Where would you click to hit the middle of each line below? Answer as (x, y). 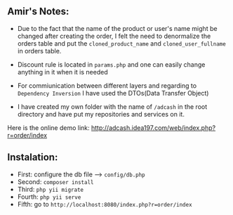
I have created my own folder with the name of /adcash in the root (112, 106)
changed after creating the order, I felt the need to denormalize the (114, 36)
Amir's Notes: (38, 12)
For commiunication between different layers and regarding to (107, 85)
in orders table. (39, 51)
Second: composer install (55, 181)
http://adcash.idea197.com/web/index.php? (153, 128)
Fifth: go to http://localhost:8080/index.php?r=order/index (105, 204)
